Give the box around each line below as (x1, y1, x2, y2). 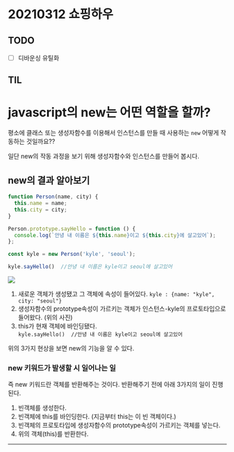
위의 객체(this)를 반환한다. (17, 430, 89, 438)
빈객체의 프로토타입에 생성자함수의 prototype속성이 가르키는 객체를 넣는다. (17, 421, 221, 430)
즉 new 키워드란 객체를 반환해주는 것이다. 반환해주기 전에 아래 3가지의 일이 (8, 380, 211, 389)
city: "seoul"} (17, 298, 62, 305)
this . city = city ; (14, 206, 68, 213)
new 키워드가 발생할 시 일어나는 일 (8, 363, 117, 373)
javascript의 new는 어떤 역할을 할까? (8, 104, 211, 120)
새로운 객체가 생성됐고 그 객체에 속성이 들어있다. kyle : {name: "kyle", (17, 290, 215, 298)
